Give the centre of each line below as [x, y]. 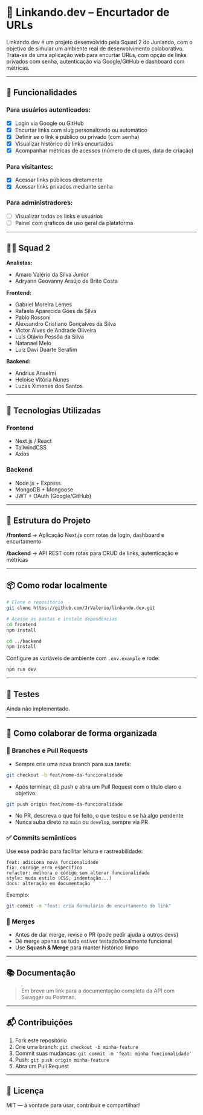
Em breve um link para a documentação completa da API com [98, 991]
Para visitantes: [30, 166]
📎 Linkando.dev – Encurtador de [88, 12]
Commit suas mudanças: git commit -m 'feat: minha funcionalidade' [103, 1053]
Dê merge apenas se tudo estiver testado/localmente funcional [93, 941]
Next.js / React [33, 441]
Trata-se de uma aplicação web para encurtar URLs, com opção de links [97, 55]
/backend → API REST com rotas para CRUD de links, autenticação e [92, 553]
